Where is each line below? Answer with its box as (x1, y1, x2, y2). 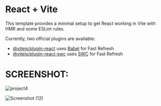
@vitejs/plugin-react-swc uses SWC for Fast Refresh (12, 51, 123, 57)
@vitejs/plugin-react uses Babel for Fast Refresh (12, 45, 114, 51)
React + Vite (5, 4, 58, 15)
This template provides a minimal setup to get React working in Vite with (5, 20, 156, 26)
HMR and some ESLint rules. (5, 25, 65, 31)
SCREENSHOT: (5, 68, 69, 80)
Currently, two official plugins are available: (5, 36, 96, 42)
